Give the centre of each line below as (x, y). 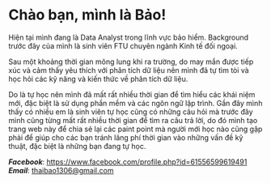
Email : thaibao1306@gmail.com (61, 170)
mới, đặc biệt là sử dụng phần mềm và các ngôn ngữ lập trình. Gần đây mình (135, 103)
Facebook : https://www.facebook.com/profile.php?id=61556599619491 (128, 162)
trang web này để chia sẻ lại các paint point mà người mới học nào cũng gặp (135, 129)
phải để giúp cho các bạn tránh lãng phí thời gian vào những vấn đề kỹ (126, 137)
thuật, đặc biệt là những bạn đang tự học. (77, 146)
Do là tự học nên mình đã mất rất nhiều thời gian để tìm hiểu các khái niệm (132, 94)
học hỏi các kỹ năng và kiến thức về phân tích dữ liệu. (98, 79)
